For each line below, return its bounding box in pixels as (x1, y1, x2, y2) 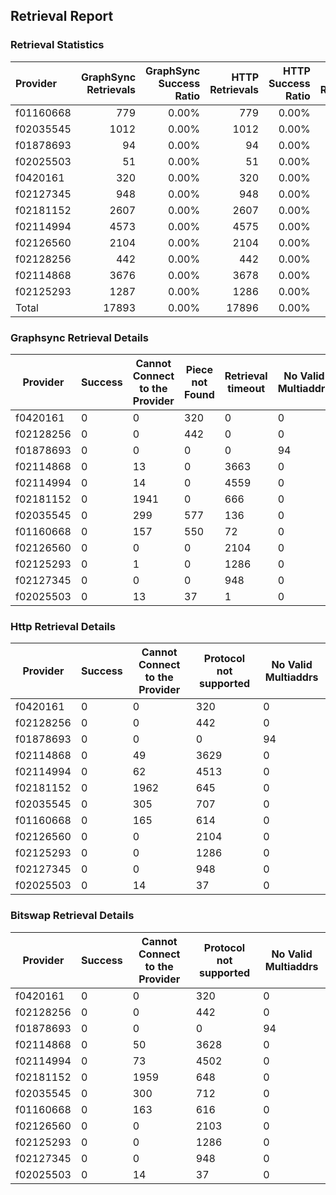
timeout (227, 381, 266, 395)
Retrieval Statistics (10, 38, 105, 52)
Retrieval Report (10, 8, 114, 25)
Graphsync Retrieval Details (10, 330, 149, 344)
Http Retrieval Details (10, 619, 116, 633)
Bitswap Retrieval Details (10, 909, 135, 923)
